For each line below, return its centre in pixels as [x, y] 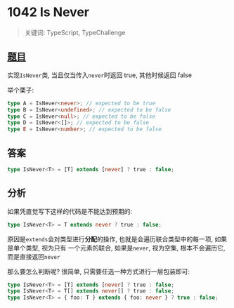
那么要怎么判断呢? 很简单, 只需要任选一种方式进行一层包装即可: [99, 272]
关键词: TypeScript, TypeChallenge [75, 32]
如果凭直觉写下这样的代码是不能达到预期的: [70, 211]
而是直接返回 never [34, 256]
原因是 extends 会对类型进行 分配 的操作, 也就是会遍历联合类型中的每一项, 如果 [117, 239]
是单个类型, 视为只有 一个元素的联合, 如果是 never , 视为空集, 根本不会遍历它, [116, 248]
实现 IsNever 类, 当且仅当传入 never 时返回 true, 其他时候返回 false [99, 75]
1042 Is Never [48, 12]
